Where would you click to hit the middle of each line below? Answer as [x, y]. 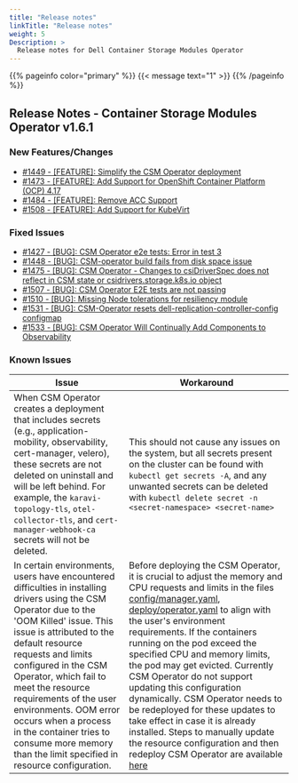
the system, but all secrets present [200, 453]
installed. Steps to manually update [201, 732]
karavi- [86, 498]
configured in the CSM [61, 666]
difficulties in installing [60, 587]
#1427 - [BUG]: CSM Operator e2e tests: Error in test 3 [122, 252]
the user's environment [177, 621]
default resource [48, 643]
